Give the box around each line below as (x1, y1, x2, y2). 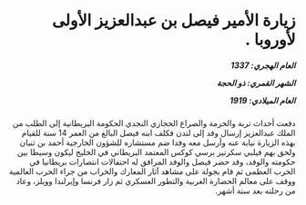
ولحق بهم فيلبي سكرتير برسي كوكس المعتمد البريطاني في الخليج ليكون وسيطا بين (16, 147, 296, 158)
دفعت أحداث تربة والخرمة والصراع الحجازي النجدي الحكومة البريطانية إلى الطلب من (12, 118, 296, 129)
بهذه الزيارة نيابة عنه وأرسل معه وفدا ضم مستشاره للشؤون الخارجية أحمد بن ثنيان (19, 137, 296, 148)
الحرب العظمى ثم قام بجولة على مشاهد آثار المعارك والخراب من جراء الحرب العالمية (8, 166, 296, 177)
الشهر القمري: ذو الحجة (216, 77, 296, 88)
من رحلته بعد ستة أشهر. (215, 185, 296, 196)
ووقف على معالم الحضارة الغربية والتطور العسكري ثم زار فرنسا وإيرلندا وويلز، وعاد (15, 176, 296, 187)
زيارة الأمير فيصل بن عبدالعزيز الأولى (52, 10, 296, 31)
